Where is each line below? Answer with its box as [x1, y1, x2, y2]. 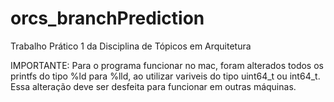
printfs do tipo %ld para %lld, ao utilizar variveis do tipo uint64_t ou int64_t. [10, 70, 321, 82]
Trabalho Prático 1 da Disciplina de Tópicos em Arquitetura [10, 40, 252, 52]
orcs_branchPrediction [10, 7, 205, 30]
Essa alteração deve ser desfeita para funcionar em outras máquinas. [10, 80, 297, 92]
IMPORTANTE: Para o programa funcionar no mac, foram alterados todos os [10, 59, 324, 71]
